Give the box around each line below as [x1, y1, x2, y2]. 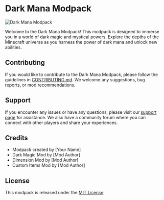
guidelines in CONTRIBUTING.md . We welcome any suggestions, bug [5, 76, 145, 82]
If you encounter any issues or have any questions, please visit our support [5, 109, 157, 115]
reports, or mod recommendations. [5, 82, 76, 88]
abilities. [5, 44, 22, 50]
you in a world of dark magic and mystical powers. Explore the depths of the [5, 34, 159, 40]
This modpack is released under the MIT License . [5, 190, 105, 196]
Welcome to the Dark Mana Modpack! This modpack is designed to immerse [5, 28, 160, 34]
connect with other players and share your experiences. [5, 120, 118, 125]
